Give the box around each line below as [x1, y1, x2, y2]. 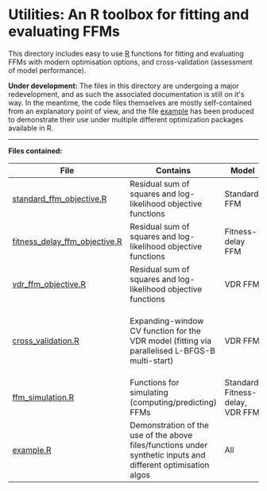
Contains [156, 164, 192, 176]
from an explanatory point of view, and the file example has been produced [8, 106, 254, 116]
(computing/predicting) [130, 396, 217, 408]
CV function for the [130, 325, 201, 336]
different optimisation [130, 459, 210, 470]
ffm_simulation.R [12, 392, 74, 403]
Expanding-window [130, 315, 204, 327]
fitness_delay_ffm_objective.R [12, 236, 122, 247]
